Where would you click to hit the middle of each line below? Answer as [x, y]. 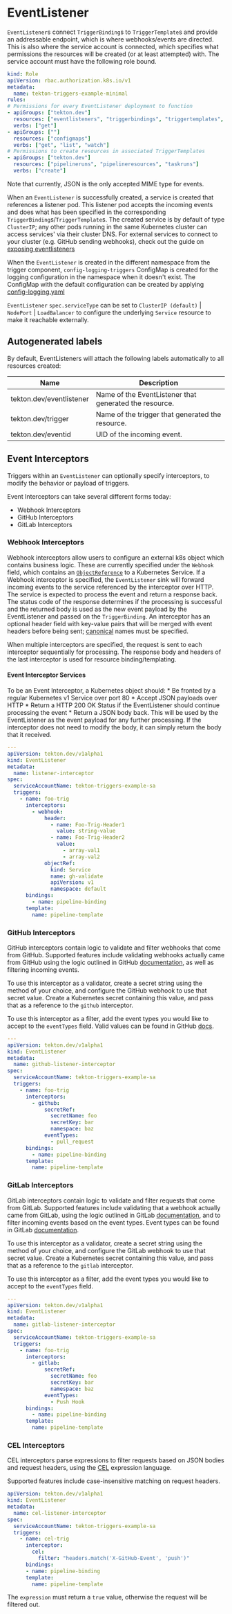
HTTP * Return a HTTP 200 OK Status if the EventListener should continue [113, 705]
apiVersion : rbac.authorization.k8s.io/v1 [69, 80]
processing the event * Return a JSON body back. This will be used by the [113, 713]
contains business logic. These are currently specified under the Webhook [110, 565]
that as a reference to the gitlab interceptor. [70, 1265]
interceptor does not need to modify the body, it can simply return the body [115, 727]
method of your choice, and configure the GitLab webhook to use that [106, 1250]
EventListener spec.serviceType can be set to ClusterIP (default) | [104, 305]
